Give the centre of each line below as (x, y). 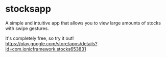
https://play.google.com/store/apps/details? (52, 43)
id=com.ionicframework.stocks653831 (46, 49)
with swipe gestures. (27, 28)
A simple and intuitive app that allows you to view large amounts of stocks (83, 23)
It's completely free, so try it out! (40, 38)
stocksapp (28, 9)
